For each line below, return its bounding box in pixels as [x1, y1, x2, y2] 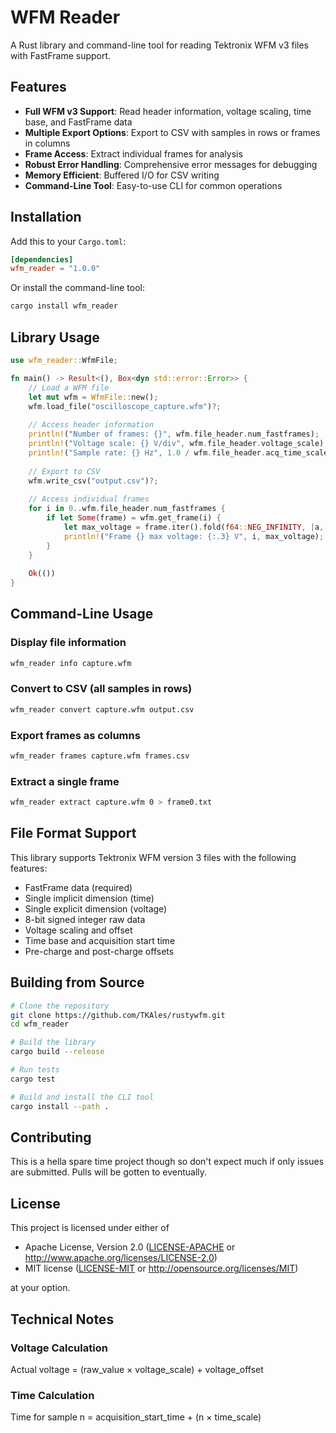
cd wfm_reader [10, 1019, 70, 1030]
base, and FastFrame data [24, 116, 133, 128]
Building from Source [10, 974, 145, 991]
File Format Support [10, 825, 137, 842]
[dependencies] [10, 254, 74, 265]
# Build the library [10, 1037, 97, 1048]
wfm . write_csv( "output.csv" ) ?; [28, 476, 159, 486]
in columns [24, 137, 71, 149]
